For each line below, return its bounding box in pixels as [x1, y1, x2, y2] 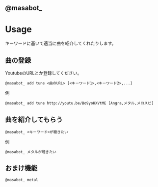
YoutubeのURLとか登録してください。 [5, 70, 82, 76]
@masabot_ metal [5, 177, 38, 182]
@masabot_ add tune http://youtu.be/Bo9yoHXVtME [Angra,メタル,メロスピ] [5, 101, 154, 106]
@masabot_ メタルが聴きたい [5, 149, 56, 154]
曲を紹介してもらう [5, 115, 63, 124]
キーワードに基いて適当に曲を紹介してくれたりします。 [5, 40, 116, 46]
